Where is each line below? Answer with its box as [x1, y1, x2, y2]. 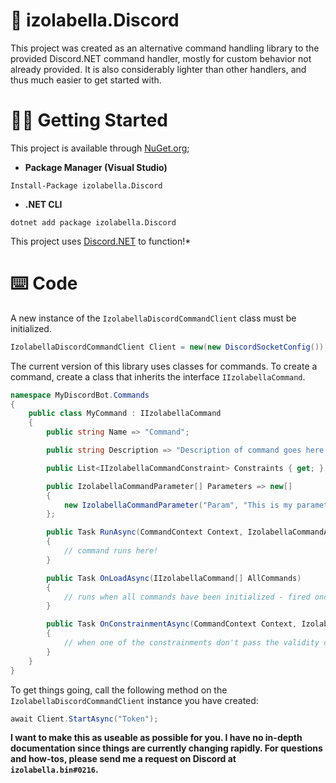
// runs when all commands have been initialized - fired [63, 592, 311, 602]
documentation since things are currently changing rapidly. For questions [10, 742, 323, 754]
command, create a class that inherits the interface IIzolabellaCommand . [10, 370, 306, 383]
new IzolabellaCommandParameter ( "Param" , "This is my [63, 500, 293, 510]
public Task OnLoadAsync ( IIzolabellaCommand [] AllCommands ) [46, 573, 302, 583]
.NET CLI [24, 198, 63, 210]
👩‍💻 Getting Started [10, 109, 168, 132]
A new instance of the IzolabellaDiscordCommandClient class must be [10, 312, 297, 324]
